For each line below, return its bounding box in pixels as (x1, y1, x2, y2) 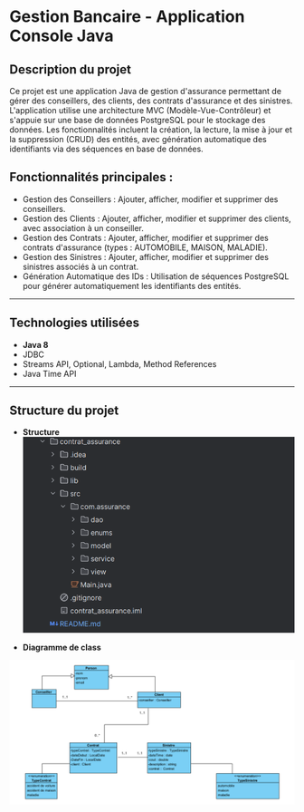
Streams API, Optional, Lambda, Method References (22, 358, 217, 369)
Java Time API (22, 368, 77, 379)
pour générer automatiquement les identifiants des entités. (22, 280, 242, 291)
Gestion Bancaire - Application (9, 6, 245, 27)
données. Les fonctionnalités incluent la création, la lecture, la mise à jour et (9, 124, 292, 135)
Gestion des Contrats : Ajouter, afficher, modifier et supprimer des (22, 232, 269, 243)
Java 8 (22, 339, 49, 350)
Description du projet (9, 62, 132, 77)
